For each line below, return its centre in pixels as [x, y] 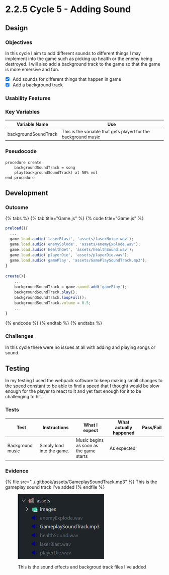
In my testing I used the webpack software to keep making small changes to [84, 381]
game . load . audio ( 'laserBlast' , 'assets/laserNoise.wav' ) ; [72, 239]
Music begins [90, 440]
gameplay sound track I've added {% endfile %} [55, 487]
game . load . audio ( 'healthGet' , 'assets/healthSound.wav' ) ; [72, 249]
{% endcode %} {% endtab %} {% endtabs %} [54, 323]
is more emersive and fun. [32, 69]
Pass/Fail [152, 428]
